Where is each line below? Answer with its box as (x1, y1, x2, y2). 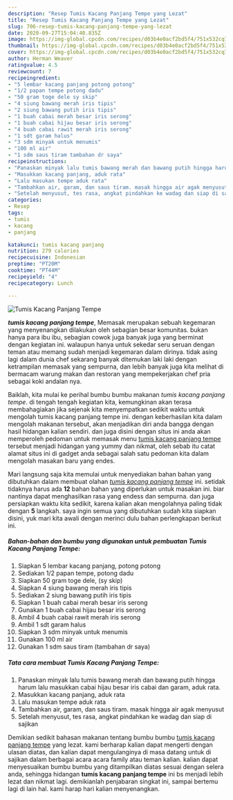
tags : (8, 210, 24, 216)
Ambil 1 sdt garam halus (17, 620, 86, 629)
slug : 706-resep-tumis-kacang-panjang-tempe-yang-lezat (8, 23, 172, 30)
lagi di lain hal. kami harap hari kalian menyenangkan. (8, 785, 160, 793)
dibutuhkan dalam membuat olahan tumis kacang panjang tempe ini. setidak (8, 477, 226, 485)
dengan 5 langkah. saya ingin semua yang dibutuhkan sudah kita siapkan (8, 506, 216, 515)
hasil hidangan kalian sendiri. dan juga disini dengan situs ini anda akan (8, 427, 212, 436)
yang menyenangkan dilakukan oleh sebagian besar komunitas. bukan (8, 326, 208, 334)
